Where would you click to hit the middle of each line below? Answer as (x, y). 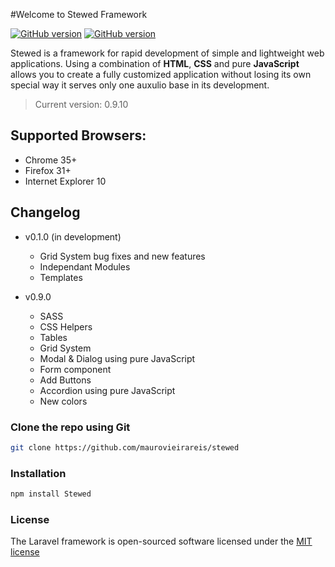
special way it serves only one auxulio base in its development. (140, 85)
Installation (38, 473)
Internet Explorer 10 (65, 181)
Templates (61, 277)
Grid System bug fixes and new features (122, 256)
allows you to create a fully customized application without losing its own (161, 74)
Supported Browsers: (78, 135)
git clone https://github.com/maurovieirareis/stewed (125, 447)
